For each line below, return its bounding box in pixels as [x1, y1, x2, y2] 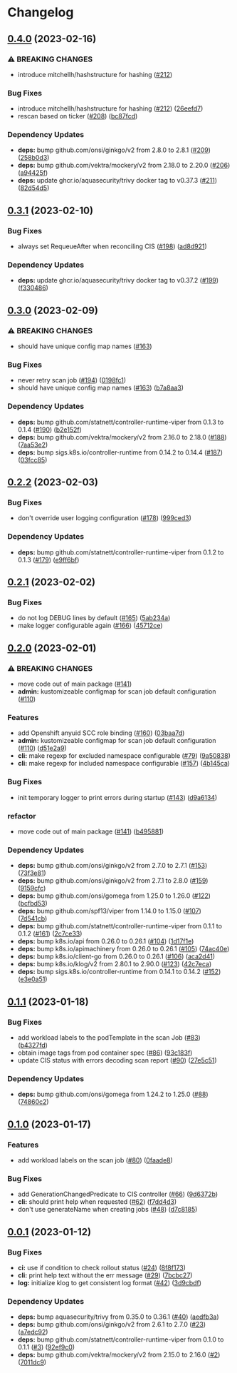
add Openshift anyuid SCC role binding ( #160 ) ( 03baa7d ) [17, 729, 185, 737]
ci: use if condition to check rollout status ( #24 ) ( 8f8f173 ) [17, 1263, 186, 1272]
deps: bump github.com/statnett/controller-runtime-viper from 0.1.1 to [17, 922, 223, 931]
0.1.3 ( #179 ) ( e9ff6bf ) [17, 555, 80, 564]
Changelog [7, 4, 74, 21]
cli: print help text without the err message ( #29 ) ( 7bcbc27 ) [17, 1271, 193, 1280]
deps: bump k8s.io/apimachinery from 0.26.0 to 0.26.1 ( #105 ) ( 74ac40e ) [17, 945, 230, 953]
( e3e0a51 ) [17, 975, 48, 983]
